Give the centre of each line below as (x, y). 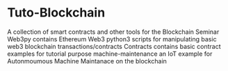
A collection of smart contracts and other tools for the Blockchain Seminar (113, 32)
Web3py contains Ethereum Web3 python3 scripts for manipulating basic (112, 39)
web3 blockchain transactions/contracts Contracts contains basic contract (114, 46)
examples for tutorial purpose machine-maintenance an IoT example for (110, 54)
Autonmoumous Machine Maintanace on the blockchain (87, 61)
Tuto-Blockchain (56, 13)
